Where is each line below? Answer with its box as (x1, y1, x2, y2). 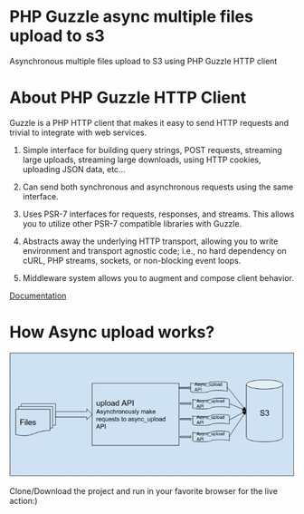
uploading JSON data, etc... (22, 163, 126, 174)
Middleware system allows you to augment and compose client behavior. (22, 272, 294, 283)
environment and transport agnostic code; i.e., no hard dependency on (22, 245, 287, 256)
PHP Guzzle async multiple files (9, 6, 253, 27)
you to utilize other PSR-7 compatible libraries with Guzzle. (22, 218, 242, 228)
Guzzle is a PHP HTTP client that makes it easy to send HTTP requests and (9, 117, 290, 128)
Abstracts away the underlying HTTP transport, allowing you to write (22, 236, 279, 247)
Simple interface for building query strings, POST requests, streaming (22, 144, 282, 155)
